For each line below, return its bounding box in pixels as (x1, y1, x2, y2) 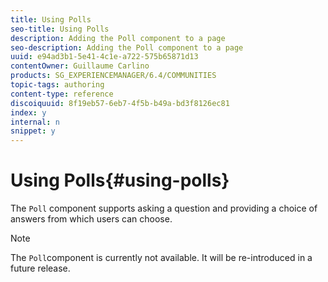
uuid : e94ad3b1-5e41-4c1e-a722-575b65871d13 (10, 52, 199, 62)
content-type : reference (10, 89, 114, 99)
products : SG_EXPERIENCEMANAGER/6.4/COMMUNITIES (10, 71, 217, 81)
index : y (10, 107, 47, 118)
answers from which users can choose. (10, 213, 173, 225)
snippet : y (10, 126, 56, 136)
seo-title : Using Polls (10, 24, 110, 34)
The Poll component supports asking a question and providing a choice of (10, 202, 318, 215)
